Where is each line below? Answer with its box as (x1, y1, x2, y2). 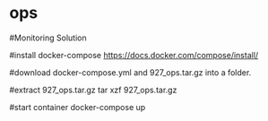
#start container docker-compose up (9, 101, 146, 112)
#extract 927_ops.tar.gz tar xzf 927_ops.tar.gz (9, 84, 177, 95)
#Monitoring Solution (9, 32, 87, 43)
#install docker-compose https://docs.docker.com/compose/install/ (9, 49, 259, 60)
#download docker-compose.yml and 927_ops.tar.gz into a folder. (9, 66, 252, 78)
